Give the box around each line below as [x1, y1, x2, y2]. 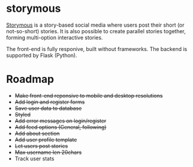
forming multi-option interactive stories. [6, 34, 103, 41]
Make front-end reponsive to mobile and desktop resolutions [14, 92, 163, 99]
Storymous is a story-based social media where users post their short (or [6, 21, 185, 28]
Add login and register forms [14, 98, 85, 105]
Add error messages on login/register [14, 117, 107, 124]
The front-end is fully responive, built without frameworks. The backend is [6, 45, 188, 52]
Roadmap [6, 73, 54, 86]
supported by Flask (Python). [6, 52, 78, 59]
